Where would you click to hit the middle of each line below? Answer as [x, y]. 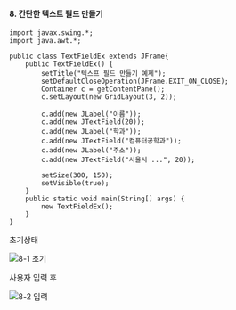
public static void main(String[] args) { [105, 199]
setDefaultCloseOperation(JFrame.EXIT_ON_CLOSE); [135, 82]
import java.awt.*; [45, 41]
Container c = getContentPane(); [103, 89]
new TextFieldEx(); [77, 207]
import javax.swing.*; [51, 33]
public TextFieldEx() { [69, 64]
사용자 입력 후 [33, 278]
